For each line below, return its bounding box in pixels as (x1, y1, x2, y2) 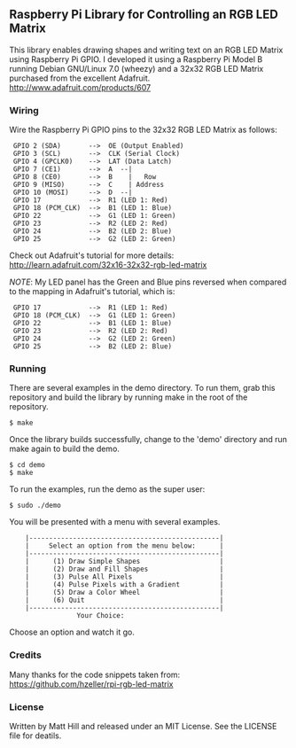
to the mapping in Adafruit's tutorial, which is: (9, 286, 175, 297)
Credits (9, 649, 42, 661)
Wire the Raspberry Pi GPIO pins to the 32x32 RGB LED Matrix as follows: (9, 124, 277, 136)
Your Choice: (76, 612, 125, 620)
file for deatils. (9, 730, 62, 741)
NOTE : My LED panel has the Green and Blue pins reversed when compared (9, 277, 287, 287)
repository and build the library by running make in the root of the (9, 392, 248, 402)
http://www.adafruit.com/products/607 (9, 82, 152, 92)
